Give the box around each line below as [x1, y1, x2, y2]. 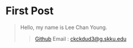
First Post [5, 4, 54, 18]
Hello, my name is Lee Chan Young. [20, 24, 107, 31]
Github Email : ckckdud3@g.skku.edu [34, 35, 127, 42]
